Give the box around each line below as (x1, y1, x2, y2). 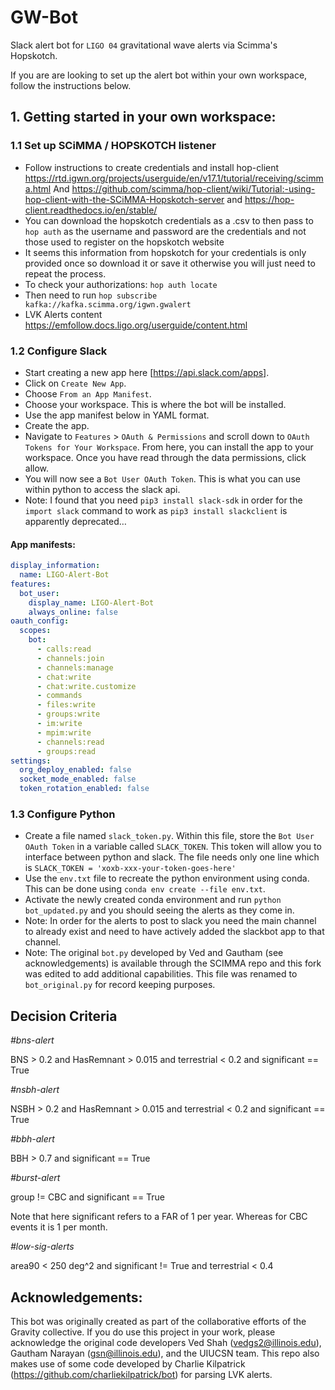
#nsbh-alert (10, 1084, 60, 1096)
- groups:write (36, 709, 101, 720)
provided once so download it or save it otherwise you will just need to (24, 257, 316, 269)
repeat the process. (24, 267, 107, 280)
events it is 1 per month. (10, 1221, 108, 1233)
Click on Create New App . (24, 377, 127, 389)
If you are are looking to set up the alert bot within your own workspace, (10, 69, 308, 81)
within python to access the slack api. (24, 483, 181, 495)
